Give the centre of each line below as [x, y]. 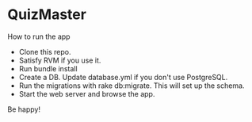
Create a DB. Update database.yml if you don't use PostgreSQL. [123, 77]
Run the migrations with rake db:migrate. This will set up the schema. [132, 86]
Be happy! [24, 109]
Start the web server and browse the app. [87, 93]
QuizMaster [47, 15]
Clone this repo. [45, 51]
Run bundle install [48, 68]
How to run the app [39, 36]
